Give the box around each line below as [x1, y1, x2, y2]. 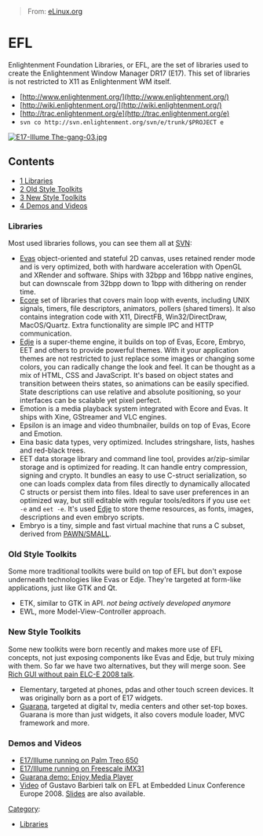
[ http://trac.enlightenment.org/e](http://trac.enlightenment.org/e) [19, 108, 230, 118]
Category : [8, 804, 41, 813]
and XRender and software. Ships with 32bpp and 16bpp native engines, [19, 270, 254, 280]
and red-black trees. [19, 445, 86, 455]
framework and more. [19, 718, 90, 728]
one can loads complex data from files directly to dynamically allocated [19, 479, 250, 489]
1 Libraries [19, 176, 53, 185]
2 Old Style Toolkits [19, 184, 83, 193]
